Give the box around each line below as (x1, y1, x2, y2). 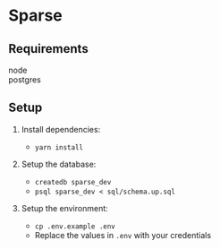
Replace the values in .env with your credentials (34, 229, 212, 240)
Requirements (8, 41, 89, 56)
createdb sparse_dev (34, 177, 112, 186)
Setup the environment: (21, 202, 108, 213)
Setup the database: (21, 159, 97, 169)
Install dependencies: (21, 124, 101, 134)
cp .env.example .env (34, 221, 115, 231)
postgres (8, 74, 41, 85)
